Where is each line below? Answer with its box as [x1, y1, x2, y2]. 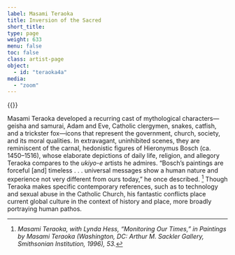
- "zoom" [13, 82, 39, 89]
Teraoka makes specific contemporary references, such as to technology [7, 182, 218, 191]
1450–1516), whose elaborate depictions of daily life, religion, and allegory [7, 152, 220, 160]
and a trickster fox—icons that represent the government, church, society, [7, 129, 220, 138]
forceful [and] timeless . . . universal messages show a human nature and [7, 166, 219, 175]
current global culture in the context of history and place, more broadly [7, 197, 212, 205]
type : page [7, 29, 39, 37]
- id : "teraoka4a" [13, 68, 68, 75]
